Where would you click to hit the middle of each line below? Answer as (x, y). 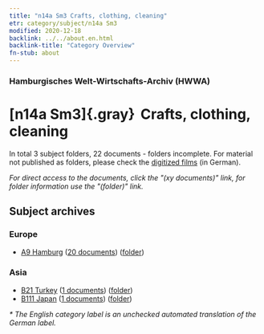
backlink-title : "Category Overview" (72, 46)
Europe (24, 234)
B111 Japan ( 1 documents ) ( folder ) (76, 299)
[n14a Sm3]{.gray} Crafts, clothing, (130, 114)
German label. (33, 323)
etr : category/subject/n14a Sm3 (63, 23)
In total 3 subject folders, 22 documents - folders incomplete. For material (131, 153)
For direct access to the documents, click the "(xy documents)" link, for (127, 177)
